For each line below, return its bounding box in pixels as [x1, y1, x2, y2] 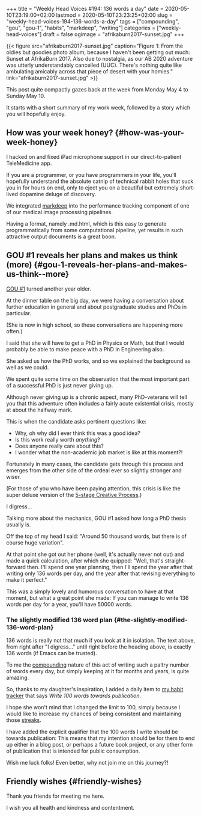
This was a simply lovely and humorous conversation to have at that [6, 588, 174, 595]
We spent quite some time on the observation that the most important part [6, 375, 190, 383]
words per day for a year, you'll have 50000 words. [6, 600, 133, 608]
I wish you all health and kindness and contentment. [6, 804, 135, 811]
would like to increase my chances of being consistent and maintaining [6, 710, 182, 717]
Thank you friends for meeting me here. [6, 792, 105, 800]
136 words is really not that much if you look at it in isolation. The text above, [6, 637, 196, 644]
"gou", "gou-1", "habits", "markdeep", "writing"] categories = [6, 24, 156, 31]
